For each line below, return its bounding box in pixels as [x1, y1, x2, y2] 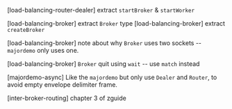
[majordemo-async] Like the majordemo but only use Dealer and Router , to [7, 73, 217, 81]
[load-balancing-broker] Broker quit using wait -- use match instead [7, 60, 200, 68]
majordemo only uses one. [7, 47, 79, 54]
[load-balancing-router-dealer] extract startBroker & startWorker [7, 6, 195, 14]
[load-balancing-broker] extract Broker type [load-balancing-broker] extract [7, 19, 226, 27]
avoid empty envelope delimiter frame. [7, 81, 118, 89]
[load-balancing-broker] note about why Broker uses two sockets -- [7, 39, 202, 47]
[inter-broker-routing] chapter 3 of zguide [7, 94, 126, 102]
